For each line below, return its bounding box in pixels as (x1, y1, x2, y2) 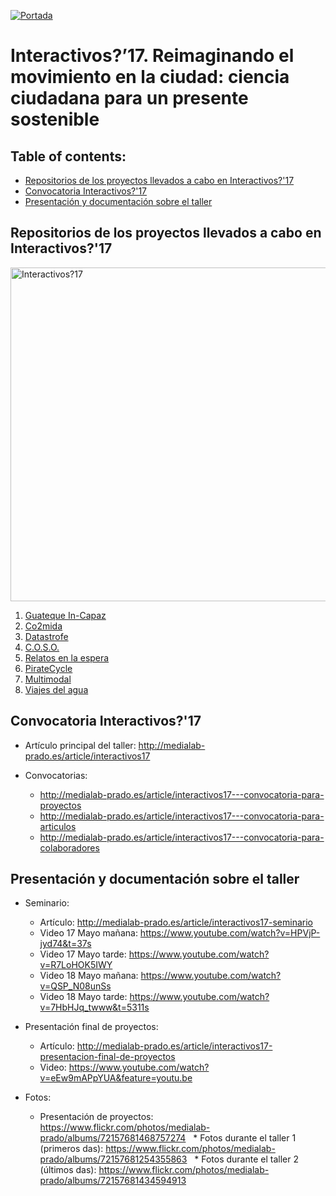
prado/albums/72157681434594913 (39, 1175, 187, 1187)
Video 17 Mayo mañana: (39, 927, 138, 939)
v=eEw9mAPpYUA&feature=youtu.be (39, 1072, 193, 1084)
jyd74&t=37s (39, 938, 92, 950)
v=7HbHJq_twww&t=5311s (39, 1001, 150, 1014)
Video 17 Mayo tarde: (39, 948, 127, 960)
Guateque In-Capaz (24, 609, 107, 621)
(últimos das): (39, 1164, 97, 1176)
